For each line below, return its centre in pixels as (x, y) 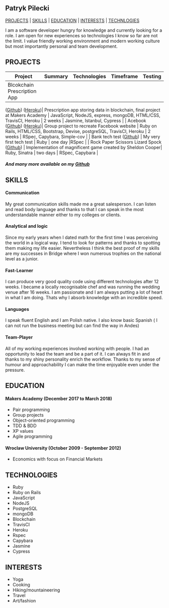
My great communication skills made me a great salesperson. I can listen (81, 204)
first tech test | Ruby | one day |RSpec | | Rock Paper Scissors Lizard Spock (83, 142)
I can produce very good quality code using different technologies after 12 (82, 282)
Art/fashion (24, 601)
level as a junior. (22, 259)
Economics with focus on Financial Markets (58, 459)
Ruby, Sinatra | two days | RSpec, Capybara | (52, 153)
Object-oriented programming (44, 421)
